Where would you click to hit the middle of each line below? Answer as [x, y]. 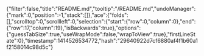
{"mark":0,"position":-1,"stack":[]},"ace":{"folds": [68, 15]
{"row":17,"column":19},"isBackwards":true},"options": [74, 28]
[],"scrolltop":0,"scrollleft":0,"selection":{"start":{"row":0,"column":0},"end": [101, 21]
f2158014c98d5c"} [30, 47]
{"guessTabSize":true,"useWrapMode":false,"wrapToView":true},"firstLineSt [101, 34]
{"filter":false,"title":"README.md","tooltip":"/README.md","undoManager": [101, 9]
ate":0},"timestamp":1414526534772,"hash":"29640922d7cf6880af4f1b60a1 [102, 41]
